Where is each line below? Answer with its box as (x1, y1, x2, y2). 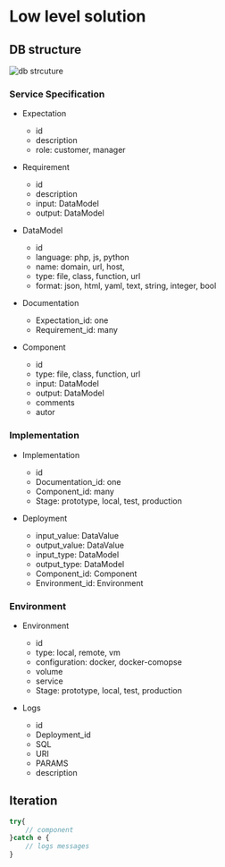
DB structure (9, 42, 82, 57)
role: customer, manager (35, 145, 127, 156)
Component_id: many (35, 486, 114, 497)
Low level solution (9, 6, 146, 27)
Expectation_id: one (35, 315, 109, 326)
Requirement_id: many (35, 325, 119, 336)
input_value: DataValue (35, 530, 119, 540)
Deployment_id (35, 729, 91, 740)
